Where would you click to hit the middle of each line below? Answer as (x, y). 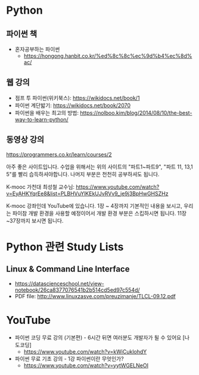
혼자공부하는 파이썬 (37, 49)
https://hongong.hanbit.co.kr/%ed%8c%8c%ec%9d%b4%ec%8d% (108, 56)
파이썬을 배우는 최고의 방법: (47, 112)
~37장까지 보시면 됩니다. (35, 220)
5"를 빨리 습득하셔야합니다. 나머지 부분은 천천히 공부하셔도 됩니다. (83, 174)
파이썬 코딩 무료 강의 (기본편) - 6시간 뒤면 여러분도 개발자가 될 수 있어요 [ (99, 337)
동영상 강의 (25, 140)
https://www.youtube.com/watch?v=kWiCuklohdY (85, 351)
